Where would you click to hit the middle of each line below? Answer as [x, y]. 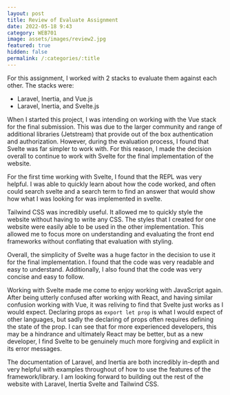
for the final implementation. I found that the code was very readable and [111, 262]
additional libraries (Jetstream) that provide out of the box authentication [110, 134]
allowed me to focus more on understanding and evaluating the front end [111, 234]
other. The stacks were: [41, 85]
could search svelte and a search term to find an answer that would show [111, 191]
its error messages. [34, 348]
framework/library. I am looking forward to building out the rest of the [105, 376]
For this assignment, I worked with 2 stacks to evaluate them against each [112, 78]
